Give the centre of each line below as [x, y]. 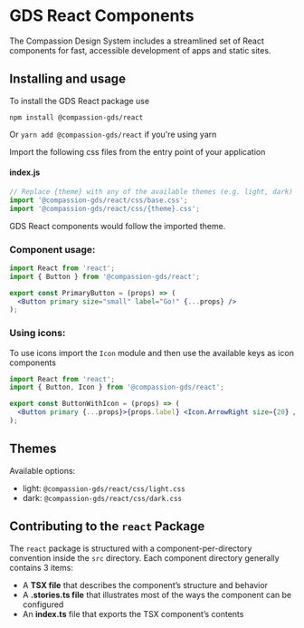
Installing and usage [68, 79]
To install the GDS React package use [80, 101]
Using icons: [38, 333]
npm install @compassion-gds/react [76, 117]
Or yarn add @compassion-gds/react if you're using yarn [113, 134]
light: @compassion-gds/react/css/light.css [104, 488]
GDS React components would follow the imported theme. [118, 226]
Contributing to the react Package [107, 527]
